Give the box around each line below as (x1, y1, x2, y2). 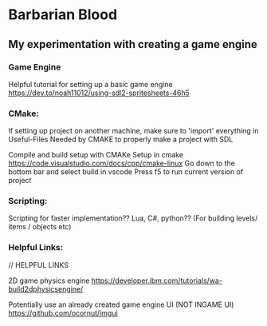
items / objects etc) (8, 222, 72, 232)
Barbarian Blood (8, 6, 118, 24)
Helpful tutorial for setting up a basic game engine (8, 79, 173, 89)
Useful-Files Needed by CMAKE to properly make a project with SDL (8, 134, 234, 145)
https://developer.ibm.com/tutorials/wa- (91, 276, 223, 285)
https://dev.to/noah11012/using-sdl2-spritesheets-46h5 (8, 88, 190, 97)
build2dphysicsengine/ (8, 284, 84, 293)
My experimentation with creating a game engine (8, 38, 257, 51)
